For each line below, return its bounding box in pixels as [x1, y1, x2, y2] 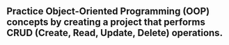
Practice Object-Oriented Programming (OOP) [6, 6, 210, 17]
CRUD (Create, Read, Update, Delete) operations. [6, 27, 223, 39]
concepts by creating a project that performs [6, 17, 206, 28]
